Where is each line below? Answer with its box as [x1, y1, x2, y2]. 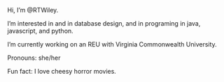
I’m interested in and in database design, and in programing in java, [7, 19, 201, 27]
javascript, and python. [7, 27, 73, 35]
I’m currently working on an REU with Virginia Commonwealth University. [7, 40, 217, 48]
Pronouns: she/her [7, 54, 61, 62]
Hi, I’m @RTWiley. [7, 6, 59, 14]
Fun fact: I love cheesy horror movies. [7, 67, 117, 75]
